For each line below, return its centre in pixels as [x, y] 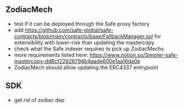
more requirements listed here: [51, 54]
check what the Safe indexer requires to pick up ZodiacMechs [89, 49]
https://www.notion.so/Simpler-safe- [134, 54]
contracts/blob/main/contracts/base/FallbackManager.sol [84, 36]
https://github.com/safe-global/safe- [69, 30]
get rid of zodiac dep [39, 100]
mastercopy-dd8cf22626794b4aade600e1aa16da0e [77, 61]
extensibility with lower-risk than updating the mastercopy [84, 42]
